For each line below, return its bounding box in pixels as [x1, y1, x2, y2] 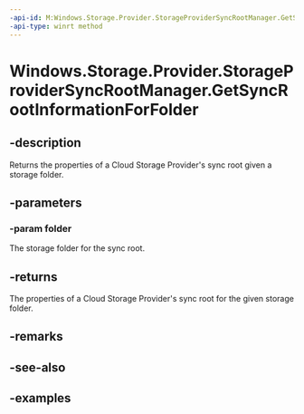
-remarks [9, 329, 63, 344]
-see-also [9, 360, 66, 375]
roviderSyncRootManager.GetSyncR [9, 80, 289, 101]
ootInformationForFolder [9, 99, 199, 120]
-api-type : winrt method [9, 22, 103, 31]
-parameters [9, 195, 82, 210]
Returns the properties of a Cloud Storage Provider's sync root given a [9, 159, 272, 170]
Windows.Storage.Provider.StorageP [9, 61, 294, 82]
